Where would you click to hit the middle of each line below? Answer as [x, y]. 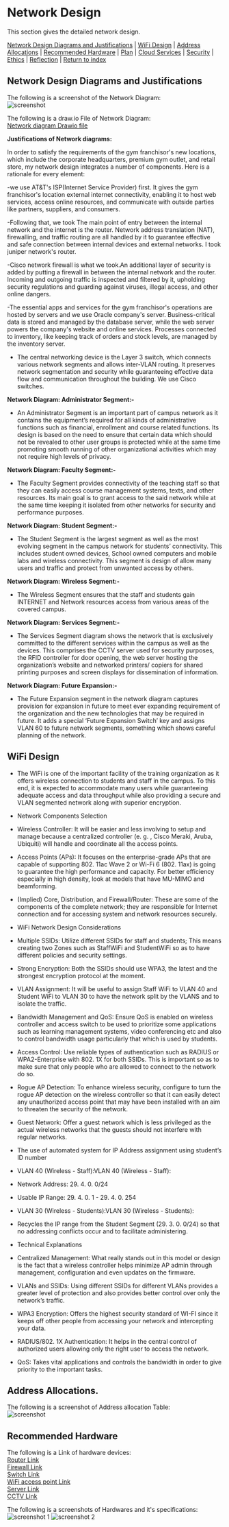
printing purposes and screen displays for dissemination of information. [118, 672]
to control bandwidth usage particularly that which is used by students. [117, 1039]
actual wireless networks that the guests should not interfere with [109, 1129]
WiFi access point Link [39, 1482]
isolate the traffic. [42, 1004]
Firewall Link [25, 1467]
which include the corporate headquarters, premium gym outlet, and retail [111, 159]
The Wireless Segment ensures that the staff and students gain [106, 594]
